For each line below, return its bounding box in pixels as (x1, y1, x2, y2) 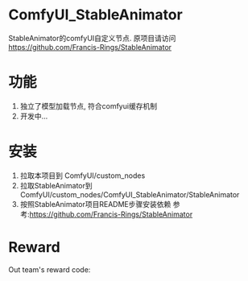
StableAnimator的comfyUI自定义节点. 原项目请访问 (8, 33, 176, 43)
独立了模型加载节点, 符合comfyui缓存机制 (19, 101, 158, 110)
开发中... (19, 111, 48, 121)
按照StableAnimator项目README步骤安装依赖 (19, 199, 172, 209)
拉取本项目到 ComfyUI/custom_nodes (19, 171, 146, 180)
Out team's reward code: (8, 264, 91, 275)
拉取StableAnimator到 (19, 180, 93, 190)
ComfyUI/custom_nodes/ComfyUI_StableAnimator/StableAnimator (19, 189, 240, 199)
